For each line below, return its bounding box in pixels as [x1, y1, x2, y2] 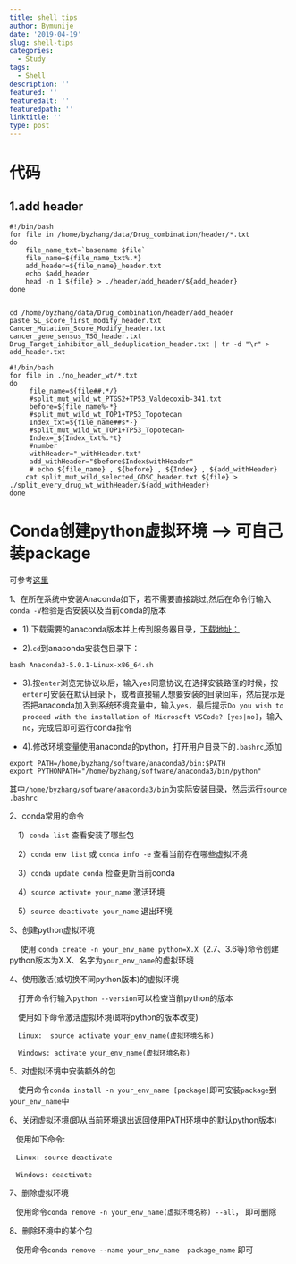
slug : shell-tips [9, 38, 74, 47]
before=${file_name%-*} [29, 403, 118, 411]
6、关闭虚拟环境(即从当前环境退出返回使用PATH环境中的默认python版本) [9, 1115, 277, 1125]
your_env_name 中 [9, 1095, 70, 1106]
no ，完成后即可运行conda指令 [21, 722, 132, 733]
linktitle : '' [9, 113, 63, 122]
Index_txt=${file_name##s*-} [29, 418, 139, 427]
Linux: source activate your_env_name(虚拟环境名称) [17, 1031, 215, 1040]
